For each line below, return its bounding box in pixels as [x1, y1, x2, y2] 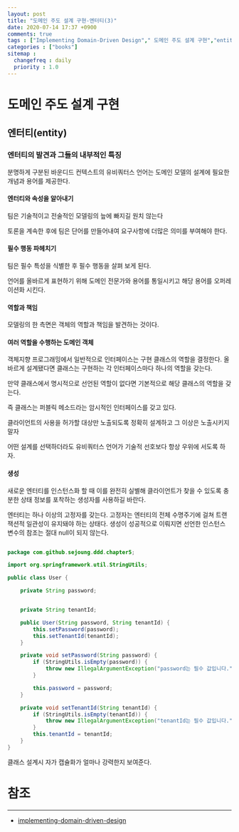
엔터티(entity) [7, 127, 68, 139]
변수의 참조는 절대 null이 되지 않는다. [7, 528, 109, 537]
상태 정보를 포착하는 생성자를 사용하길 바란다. [20, 495, 147, 503]
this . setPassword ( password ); [33, 625, 119, 633]
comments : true [7, 30, 53, 38]
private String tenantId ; [20, 607, 97, 614]
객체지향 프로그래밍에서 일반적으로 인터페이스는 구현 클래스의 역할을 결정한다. [7, 355, 223, 364]
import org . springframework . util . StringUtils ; [7, 561, 148, 569]
